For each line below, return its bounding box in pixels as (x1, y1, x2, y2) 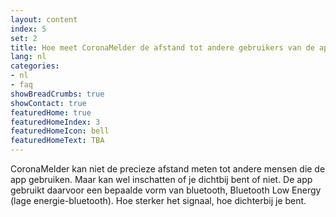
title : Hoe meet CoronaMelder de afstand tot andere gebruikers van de (10, 42, 315, 53)
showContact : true (10, 98, 87, 108)
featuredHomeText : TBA (10, 136, 105, 146)
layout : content (10, 14, 78, 25)
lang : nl (10, 52, 47, 62)
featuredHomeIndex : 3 (10, 117, 101, 127)
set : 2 (10, 33, 38, 43)
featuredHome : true (10, 107, 92, 118)
